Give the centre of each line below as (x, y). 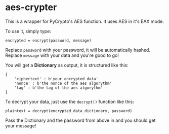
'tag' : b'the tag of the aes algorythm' (58, 88)
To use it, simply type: (28, 31)
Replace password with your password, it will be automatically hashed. (78, 50)
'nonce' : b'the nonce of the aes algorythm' (63, 83)
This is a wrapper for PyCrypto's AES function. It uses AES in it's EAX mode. (85, 21)
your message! (21, 125)
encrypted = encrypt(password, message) (49, 40)
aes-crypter (31, 7)
